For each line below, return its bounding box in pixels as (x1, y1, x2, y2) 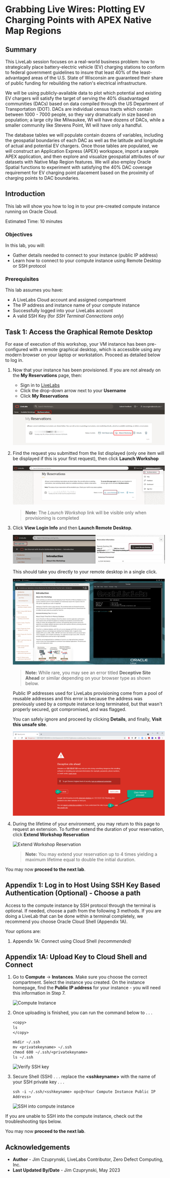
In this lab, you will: (5, 242, 46, 248)
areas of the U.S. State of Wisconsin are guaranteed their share (31, 75, 163, 80)
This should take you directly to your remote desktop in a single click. (12, 569, 158, 575)
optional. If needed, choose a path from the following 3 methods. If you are (5, 907, 162, 914)
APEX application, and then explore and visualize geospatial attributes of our (5, 153, 165, 159)
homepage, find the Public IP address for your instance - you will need (12, 985, 161, 991)
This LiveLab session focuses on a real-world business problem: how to (5, 59, 155, 64)
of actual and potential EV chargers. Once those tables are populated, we (5, 143, 158, 149)
